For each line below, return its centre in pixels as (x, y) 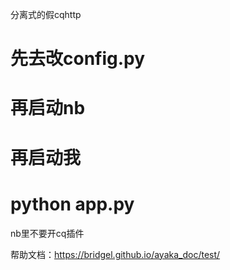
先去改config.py (78, 59)
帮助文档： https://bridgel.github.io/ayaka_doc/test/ (115, 254)
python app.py (72, 204)
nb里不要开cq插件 (47, 233)
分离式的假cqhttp (46, 14)
